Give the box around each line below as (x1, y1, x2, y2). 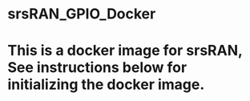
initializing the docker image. (7, 75, 205, 94)
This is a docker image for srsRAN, (7, 42, 243, 60)
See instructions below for (7, 59, 187, 77)
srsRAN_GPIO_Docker (7, 5, 156, 23)
